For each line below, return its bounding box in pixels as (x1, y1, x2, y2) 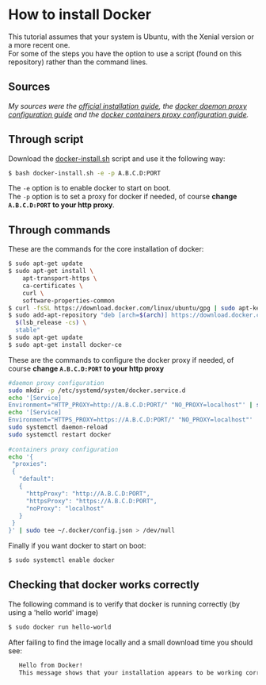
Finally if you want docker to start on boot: (8, 541, 146, 551)
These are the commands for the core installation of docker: (8, 244, 204, 254)
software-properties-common (22, 296, 115, 305)
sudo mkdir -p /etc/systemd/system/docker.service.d (8, 387, 186, 394)
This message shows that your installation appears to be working (18, 668, 243, 676)
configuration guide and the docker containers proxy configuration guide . (8, 110, 249, 119)
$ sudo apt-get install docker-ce (8, 341, 123, 348)
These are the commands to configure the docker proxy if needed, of (8, 355, 234, 364)
